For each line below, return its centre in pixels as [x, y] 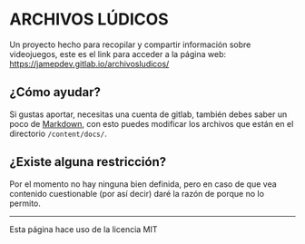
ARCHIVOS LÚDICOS [89, 20]
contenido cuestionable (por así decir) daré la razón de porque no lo [137, 193]
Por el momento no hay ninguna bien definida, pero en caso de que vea [143, 184]
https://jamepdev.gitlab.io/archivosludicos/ [89, 63]
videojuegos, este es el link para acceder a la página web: [118, 54]
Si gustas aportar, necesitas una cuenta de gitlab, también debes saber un [148, 114]
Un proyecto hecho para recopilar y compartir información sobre [130, 44]
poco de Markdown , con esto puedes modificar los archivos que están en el [152, 123]
